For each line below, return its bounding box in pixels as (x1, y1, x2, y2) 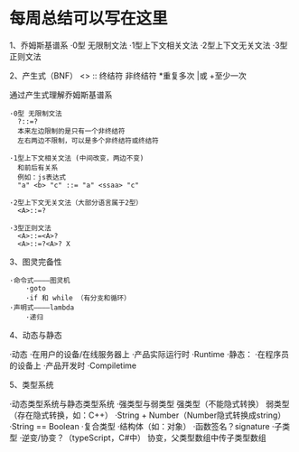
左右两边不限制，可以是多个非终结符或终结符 (17, 136, 160, 145)
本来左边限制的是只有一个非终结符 (17, 126, 126, 135)
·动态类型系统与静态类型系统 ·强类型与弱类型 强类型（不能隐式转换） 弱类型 (9, 398, 290, 409)
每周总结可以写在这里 (9, 8, 169, 29)
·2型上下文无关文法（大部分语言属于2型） (9, 198, 143, 208)
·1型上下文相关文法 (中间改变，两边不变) (9, 153, 145, 162)
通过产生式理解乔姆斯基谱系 (9, 89, 113, 100)
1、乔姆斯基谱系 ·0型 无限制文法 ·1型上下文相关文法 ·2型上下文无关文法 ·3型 (9, 40, 288, 51)
